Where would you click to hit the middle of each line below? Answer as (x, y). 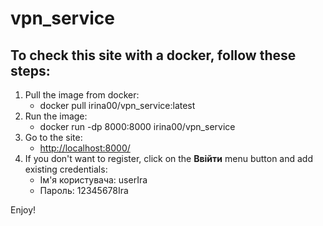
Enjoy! (23, 210)
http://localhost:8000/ (85, 148)
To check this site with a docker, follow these (153, 55)
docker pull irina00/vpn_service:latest (117, 105)
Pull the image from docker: (82, 95)
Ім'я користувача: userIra (93, 180)
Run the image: (56, 116)
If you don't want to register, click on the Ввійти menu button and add (169, 158)
